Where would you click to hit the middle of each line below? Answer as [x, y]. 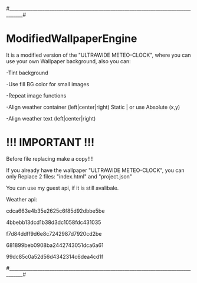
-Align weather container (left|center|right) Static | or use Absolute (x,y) [93, 107]
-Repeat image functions [36, 95]
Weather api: [22, 199]
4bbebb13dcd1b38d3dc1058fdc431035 [54, 222]
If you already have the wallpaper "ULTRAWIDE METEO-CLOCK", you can [95, 170]
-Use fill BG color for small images [48, 84]
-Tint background [27, 73]
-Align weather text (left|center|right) [51, 118]
